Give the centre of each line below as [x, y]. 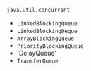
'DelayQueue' [37, 53]
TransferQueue [37, 61]
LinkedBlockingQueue [47, 24]
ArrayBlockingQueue [45, 39]
